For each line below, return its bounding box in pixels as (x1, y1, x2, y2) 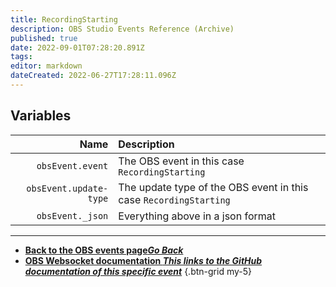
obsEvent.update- (26, 182, 109, 194)
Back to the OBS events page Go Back (24, 244, 184, 256)
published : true (10, 33, 78, 43)
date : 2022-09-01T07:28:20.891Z (10, 42, 145, 53)
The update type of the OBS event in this (118, 180, 309, 194)
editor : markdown (10, 61, 83, 71)
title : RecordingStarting (10, 14, 118, 25)
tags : (10, 52, 33, 62)
